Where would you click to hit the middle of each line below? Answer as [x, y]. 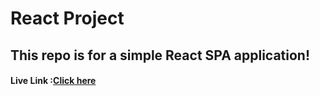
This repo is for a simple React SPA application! [160, 55]
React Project [67, 18]
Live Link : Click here [53, 81]
